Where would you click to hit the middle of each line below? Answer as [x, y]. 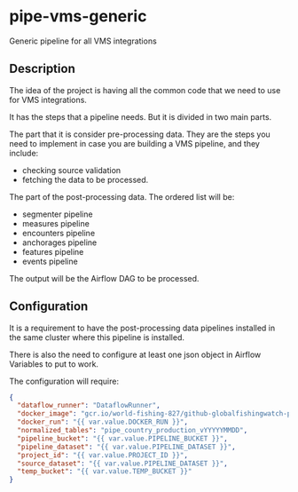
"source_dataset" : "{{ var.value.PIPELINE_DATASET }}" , [122, 464]
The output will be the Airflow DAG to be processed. [104, 278]
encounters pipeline [59, 233]
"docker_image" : [47, 414]
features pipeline [53, 251]
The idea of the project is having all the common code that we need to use [145, 90]
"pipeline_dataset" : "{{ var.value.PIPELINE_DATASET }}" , [127, 447]
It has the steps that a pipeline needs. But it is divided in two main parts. [141, 116]
